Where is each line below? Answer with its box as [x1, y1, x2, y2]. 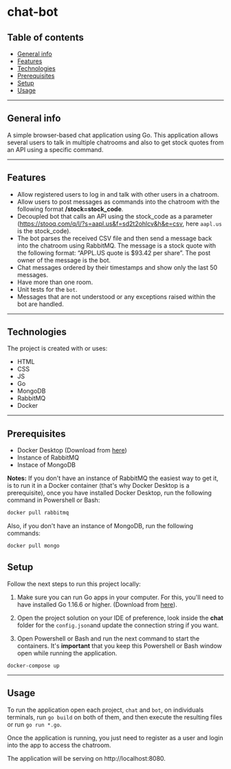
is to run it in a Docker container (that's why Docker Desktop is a [7, 481, 190, 490]
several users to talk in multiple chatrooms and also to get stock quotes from [7, 138, 224, 147]
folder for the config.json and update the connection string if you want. [16, 620, 219, 629]
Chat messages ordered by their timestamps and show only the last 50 [16, 263, 218, 272]
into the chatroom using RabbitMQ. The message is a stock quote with [16, 241, 217, 250]
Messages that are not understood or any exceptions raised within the [16, 292, 216, 301]
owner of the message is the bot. [16, 256, 111, 264]
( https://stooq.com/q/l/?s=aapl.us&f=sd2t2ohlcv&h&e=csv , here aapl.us [16, 219, 222, 228]
